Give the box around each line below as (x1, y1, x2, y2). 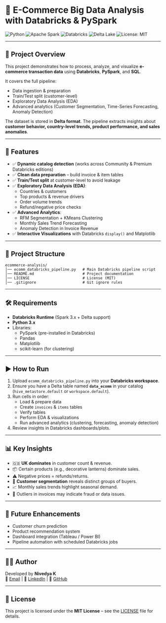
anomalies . (5, 128, 29, 135)
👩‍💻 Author (5, 558, 38, 566)
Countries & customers (19, 188, 67, 194)
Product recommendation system (12, 528, 81, 534)
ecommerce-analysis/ (5, 263, 48, 268)
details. (5, 613, 20, 619)
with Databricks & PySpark (5, 15, 117, 26)
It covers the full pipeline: (5, 78, 57, 84)
